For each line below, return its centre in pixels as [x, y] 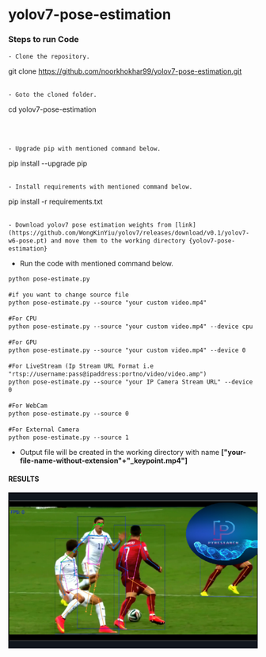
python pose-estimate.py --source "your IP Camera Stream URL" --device [131, 382]
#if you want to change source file [68, 295]
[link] [185, 225]
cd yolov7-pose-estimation [52, 109]
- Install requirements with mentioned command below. [101, 187]
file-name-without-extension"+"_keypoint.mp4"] [104, 460]
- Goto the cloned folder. [53, 95]
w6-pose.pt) [28, 241]
